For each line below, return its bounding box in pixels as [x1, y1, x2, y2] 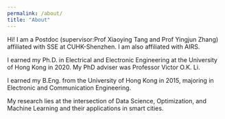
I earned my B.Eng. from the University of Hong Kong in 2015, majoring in [7, 76, 214, 84]
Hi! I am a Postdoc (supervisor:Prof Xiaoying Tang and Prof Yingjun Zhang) [7, 35, 219, 43]
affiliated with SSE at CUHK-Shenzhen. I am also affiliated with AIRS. [7, 42, 200, 51]
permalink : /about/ [7, 10, 63, 17]
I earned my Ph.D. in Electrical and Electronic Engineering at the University [7, 55, 218, 64]
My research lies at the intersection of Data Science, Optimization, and [7, 96, 207, 105]
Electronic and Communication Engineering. [7, 83, 132, 92]
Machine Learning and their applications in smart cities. [7, 104, 164, 112]
